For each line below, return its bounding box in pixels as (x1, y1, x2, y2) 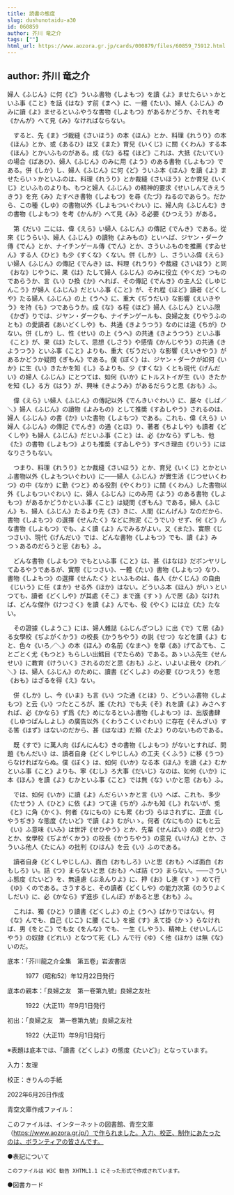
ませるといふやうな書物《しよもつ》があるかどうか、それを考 (43, 107, 221, 116)
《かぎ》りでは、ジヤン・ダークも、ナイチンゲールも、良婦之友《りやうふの (7, 311, 227, 320)
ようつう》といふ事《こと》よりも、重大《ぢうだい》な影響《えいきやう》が (7, 346, 227, 354)
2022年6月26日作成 (7, 1090, 65, 1099)
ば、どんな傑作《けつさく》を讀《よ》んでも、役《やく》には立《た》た (7, 600, 214, 608)
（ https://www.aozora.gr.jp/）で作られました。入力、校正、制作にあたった (7, 1128, 221, 1137)
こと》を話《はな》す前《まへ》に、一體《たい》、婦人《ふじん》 (31, 98, 218, 107)
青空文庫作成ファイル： (7, 1105, 75, 1113)
